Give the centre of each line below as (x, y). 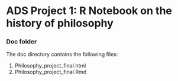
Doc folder (22, 42)
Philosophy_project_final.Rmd (51, 72)
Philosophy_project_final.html (50, 66)
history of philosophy (60, 23)
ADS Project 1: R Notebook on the (89, 11)
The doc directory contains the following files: (62, 55)
